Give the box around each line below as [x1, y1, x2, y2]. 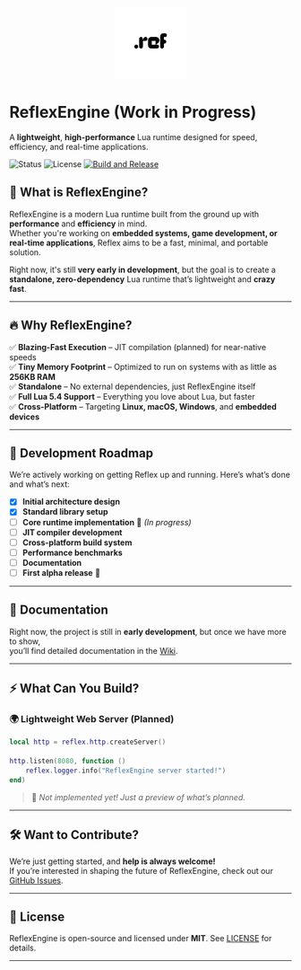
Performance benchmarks [21, 547, 123, 558]
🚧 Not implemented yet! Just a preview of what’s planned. [30, 791, 246, 802]
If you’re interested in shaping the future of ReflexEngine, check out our [9, 865, 273, 876]
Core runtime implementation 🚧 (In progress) [21, 516, 192, 527]
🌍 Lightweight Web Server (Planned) [9, 713, 175, 725]
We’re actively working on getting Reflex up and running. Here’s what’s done [9, 470, 291, 481]
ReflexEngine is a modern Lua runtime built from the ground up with [9, 208, 260, 219]
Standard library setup [21, 507, 109, 517]
